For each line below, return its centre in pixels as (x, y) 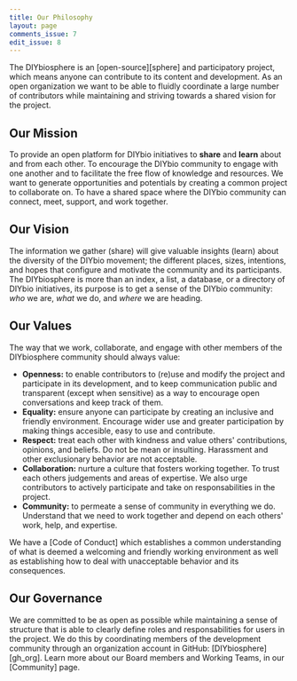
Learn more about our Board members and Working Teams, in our (164, 657)
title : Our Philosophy (51, 17)
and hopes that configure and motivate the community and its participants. (145, 269)
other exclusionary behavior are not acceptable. (109, 459)
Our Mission (43, 133)
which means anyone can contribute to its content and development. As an (146, 77)
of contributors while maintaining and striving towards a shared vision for (143, 96)
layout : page (33, 26)
